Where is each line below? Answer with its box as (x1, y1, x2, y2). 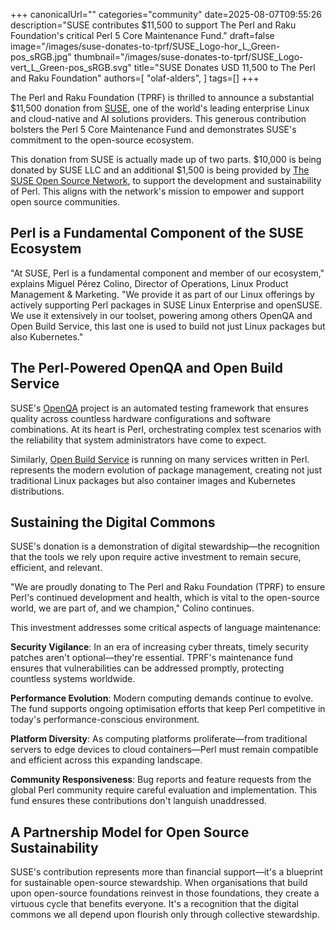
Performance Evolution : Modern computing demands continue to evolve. (10, 692, 314, 704)
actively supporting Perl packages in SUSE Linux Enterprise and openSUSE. (10, 299, 323, 311)
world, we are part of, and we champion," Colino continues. (10, 602, 255, 614)
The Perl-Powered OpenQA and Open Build (10, 360, 283, 377)
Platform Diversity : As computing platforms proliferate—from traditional (10, 733, 308, 745)
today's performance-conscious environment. (10, 714, 200, 726)
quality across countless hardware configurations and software (10, 412, 271, 424)
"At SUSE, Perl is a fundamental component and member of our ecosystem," (10, 267, 325, 279)
